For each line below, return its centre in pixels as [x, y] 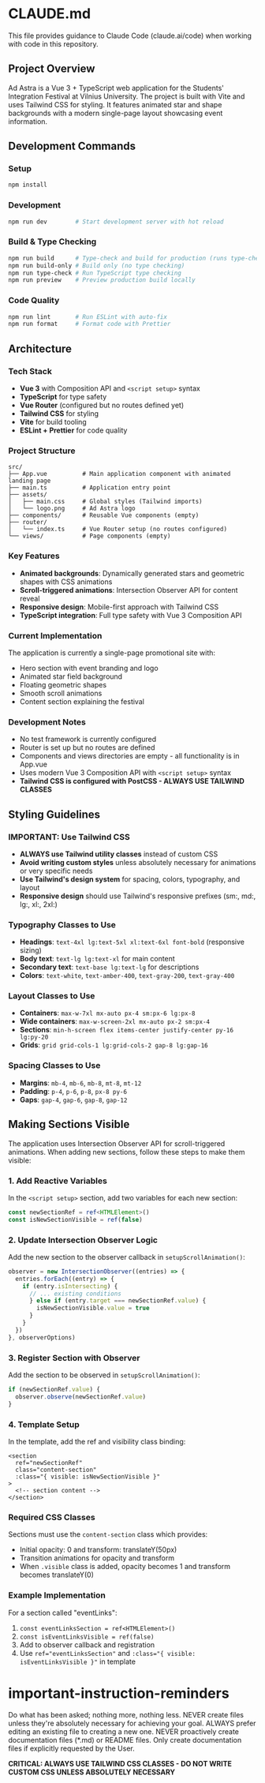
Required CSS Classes [52, 1517]
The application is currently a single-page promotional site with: [112, 653]
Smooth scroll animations [61, 693]
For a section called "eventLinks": [63, 1613]
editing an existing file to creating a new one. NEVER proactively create [123, 1732]
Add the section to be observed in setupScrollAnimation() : [104, 1375]
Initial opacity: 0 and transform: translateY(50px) [98, 1550]
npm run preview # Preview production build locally [102, 280]
